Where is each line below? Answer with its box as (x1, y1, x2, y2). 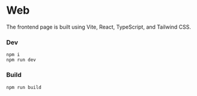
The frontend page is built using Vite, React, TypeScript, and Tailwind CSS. (6, 23, 191, 30)
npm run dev (6, 57, 36, 63)
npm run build (6, 84, 42, 90)
